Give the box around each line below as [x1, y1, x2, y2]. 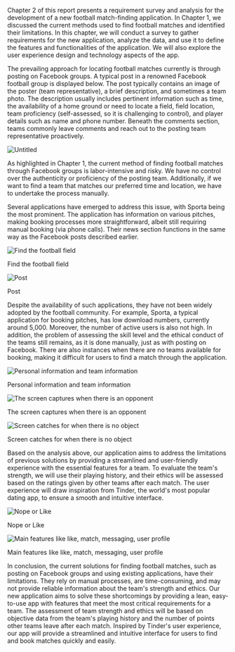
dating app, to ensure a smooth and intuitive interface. [7, 494, 164, 502]
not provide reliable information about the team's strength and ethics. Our [7, 584, 220, 592]
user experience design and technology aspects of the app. [7, 51, 180, 59]
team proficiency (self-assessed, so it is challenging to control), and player [7, 109, 223, 118]
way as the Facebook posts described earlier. [7, 232, 139, 241]
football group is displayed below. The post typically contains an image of [7, 80, 220, 87]
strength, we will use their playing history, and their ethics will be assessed [7, 471, 223, 479]
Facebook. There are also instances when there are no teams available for [7, 346, 222, 354]
